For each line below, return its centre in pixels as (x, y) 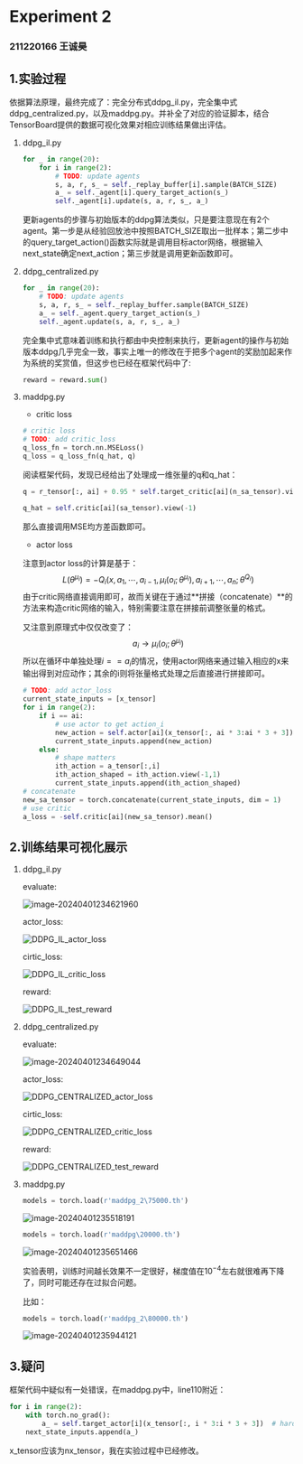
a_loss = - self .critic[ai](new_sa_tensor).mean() (118, 816)
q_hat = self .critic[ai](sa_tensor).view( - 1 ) (109, 508)
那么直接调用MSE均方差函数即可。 (86, 527)
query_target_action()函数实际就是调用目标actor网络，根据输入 (147, 242)
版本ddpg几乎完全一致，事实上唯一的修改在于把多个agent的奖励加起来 (153, 351)
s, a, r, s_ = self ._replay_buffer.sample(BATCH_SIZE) (144, 304)
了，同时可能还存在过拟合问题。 (82, 1282)
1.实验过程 (38, 79)
